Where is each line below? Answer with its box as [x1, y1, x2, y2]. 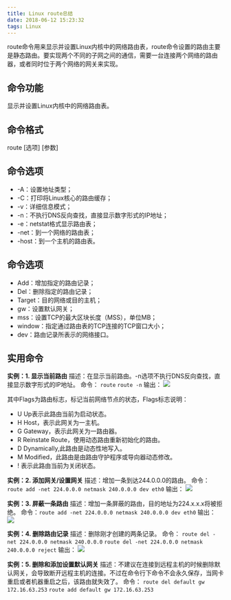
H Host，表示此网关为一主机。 [16, 419, 103, 427]
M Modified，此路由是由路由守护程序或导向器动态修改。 [16, 453, 177, 461]
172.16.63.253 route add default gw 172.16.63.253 [7, 587, 154, 594]
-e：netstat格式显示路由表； [16, 219, 98, 228]
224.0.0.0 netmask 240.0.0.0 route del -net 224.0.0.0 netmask [19, 539, 203, 546]
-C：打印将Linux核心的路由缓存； [16, 194, 112, 202]
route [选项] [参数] [7, 143, 58, 152]
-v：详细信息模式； [16, 202, 72, 210]
